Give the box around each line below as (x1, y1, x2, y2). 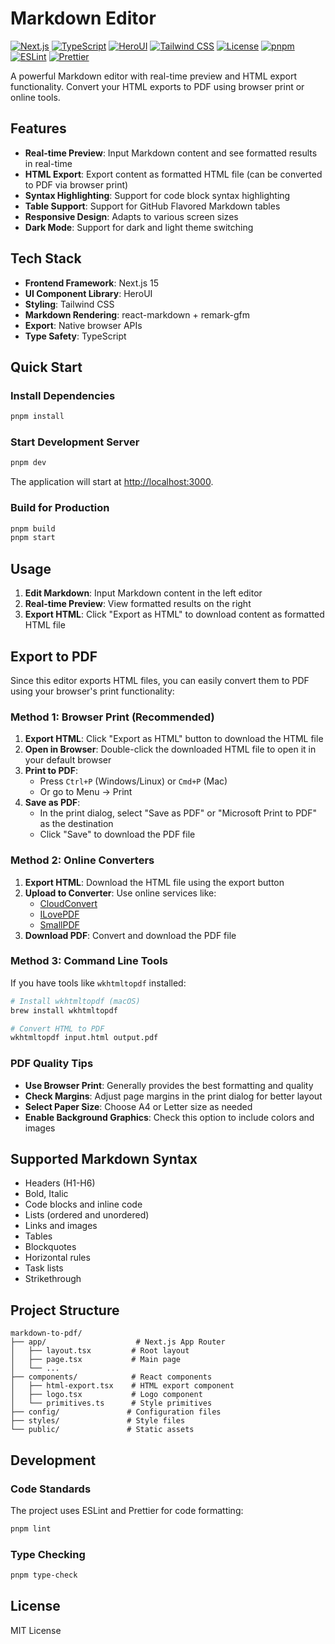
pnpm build (10, 523, 56, 534)
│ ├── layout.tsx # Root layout (10, 1346, 190, 1356)
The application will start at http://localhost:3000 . (10, 476, 214, 488)
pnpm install (10, 412, 65, 422)
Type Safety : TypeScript (24, 330, 127, 342)
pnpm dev (10, 458, 47, 468)
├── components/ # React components (10, 1372, 213, 1382)
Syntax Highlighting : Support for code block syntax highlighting (24, 189, 291, 201)
